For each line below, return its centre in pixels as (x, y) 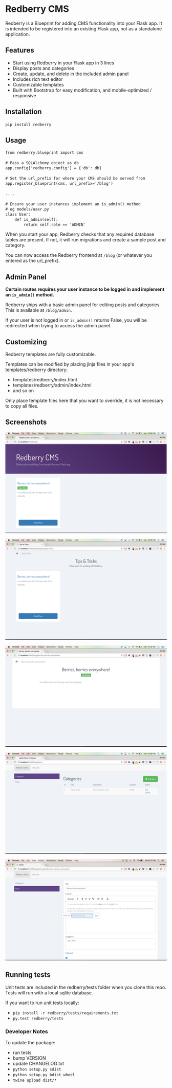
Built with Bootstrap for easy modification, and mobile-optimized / (82, 90)
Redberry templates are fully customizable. (51, 354)
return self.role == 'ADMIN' (55, 225)
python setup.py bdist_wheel (44, 1075)
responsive (25, 95)
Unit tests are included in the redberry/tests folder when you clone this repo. (86, 987)
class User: (18, 215)
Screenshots (26, 422)
